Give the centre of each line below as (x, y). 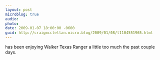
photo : (12, 24)
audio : (12, 19)
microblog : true (22, 14)
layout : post (19, 10)
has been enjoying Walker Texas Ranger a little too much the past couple (80, 47)
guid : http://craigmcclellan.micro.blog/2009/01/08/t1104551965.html (79, 33)
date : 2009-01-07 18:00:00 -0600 (40, 28)
